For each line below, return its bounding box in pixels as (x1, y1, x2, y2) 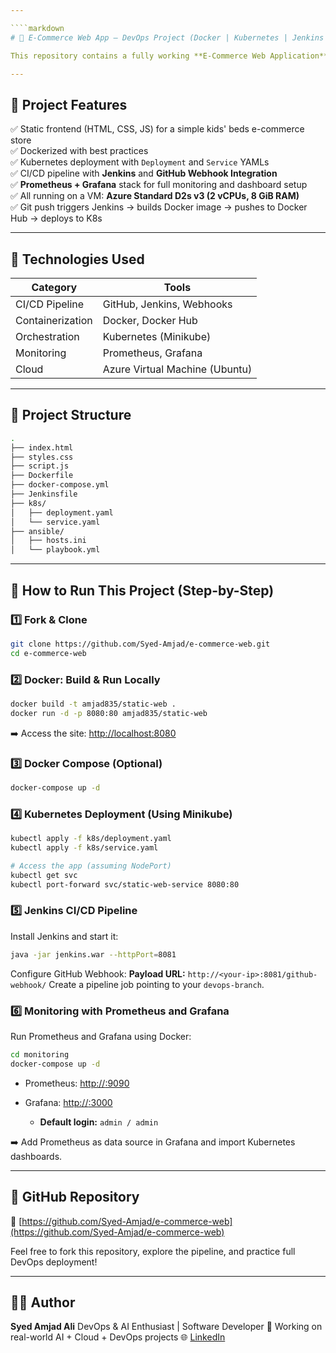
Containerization (15, 314, 93, 327)
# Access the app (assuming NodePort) (10, 861, 172, 871)
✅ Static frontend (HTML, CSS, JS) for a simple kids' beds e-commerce (10, 123, 305, 135)
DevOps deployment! (10, 1256, 98, 1268)
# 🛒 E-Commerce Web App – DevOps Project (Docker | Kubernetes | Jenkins (10, 32, 325, 43)
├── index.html (10, 442, 74, 453)
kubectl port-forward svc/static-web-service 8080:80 (10, 879, 240, 890)
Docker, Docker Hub (102, 314, 198, 327)
